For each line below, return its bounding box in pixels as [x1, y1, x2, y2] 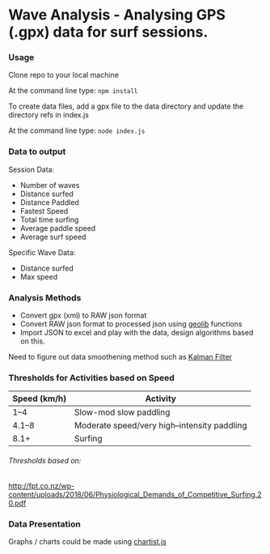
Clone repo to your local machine [8, 70, 120, 80]
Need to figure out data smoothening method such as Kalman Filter [8, 352, 233, 362]
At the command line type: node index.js [8, 126, 146, 135]
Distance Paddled [19, 197, 79, 207]
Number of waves [19, 180, 80, 190]
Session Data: [8, 164, 55, 174]
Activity [145, 393, 176, 404]
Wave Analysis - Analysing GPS [8, 6, 226, 24]
